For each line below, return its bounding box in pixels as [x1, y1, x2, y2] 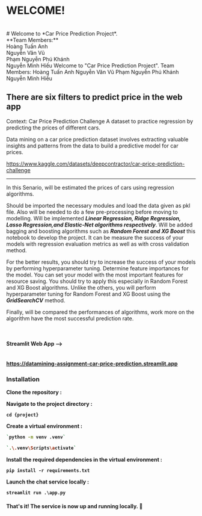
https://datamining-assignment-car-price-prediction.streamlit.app [6, 359, 178, 367]
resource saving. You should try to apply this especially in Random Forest [6, 278, 188, 285]
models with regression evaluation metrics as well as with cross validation [6, 240, 189, 247]
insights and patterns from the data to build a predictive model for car [6, 142, 179, 149]
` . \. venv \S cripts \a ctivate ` [6, 445, 77, 452]
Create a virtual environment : [6, 423, 83, 430]
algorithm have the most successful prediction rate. [6, 314, 134, 322]
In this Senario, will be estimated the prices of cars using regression [6, 184, 174, 191]
